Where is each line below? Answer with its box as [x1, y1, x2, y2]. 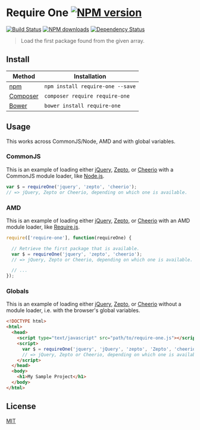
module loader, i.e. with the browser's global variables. [6, 307, 140, 314]
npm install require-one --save [44, 83, 136, 89]
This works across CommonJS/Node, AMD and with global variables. [6, 138, 176, 145]
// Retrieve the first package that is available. [11, 245, 140, 251]
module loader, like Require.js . [6, 223, 80, 230]
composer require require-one [44, 92, 130, 99]
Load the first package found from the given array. [20, 37, 145, 44]
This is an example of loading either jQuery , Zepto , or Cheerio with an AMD [6, 217, 190, 224]
